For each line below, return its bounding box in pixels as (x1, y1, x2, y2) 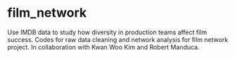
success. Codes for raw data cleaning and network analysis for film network (7, 35, 229, 43)
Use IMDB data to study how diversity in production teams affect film (7, 28, 208, 36)
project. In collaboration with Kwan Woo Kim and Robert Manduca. (7, 43, 200, 51)
